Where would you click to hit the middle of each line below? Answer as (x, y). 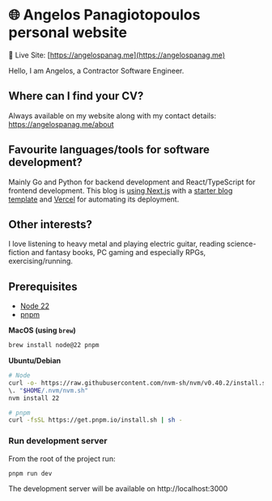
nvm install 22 (34, 398)
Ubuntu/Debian (35, 361)
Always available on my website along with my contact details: (113, 116)
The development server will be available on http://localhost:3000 (118, 489)
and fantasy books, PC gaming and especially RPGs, (119, 253)
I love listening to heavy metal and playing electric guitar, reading (117, 244)
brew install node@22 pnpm (54, 346)
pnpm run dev (30, 473)
